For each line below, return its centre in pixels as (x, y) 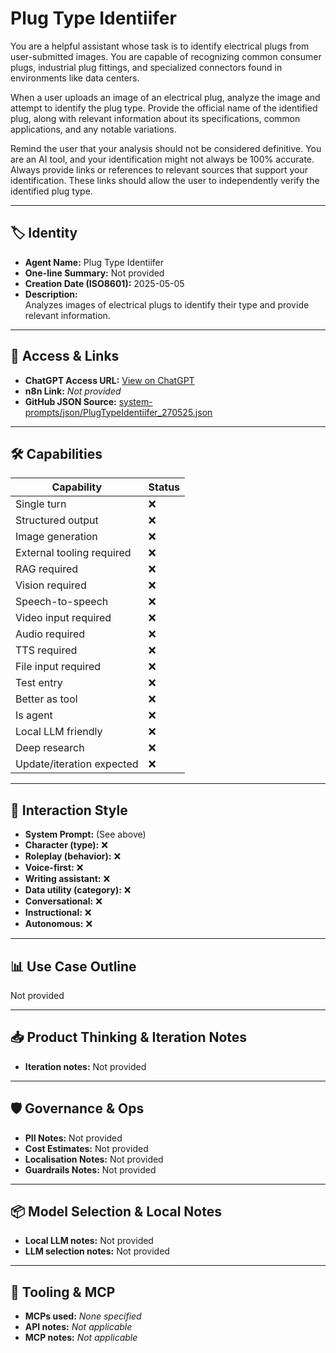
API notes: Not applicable (78, 1327)
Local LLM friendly (59, 732)
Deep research (50, 748)
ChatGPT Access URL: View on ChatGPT (109, 380)
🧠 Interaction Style (69, 810)
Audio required (50, 634)
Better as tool (46, 699)
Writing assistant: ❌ (67, 879)
